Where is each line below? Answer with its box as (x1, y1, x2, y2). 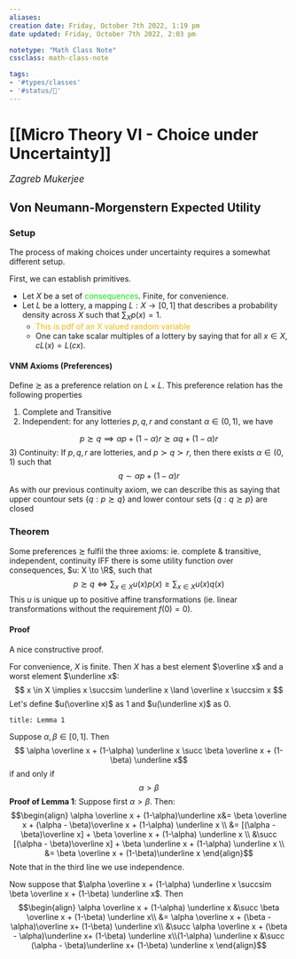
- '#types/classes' (9, 78, 82, 87)
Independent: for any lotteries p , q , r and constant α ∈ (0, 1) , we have (21, 416, 274, 427)
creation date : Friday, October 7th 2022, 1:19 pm (9, 21, 200, 30)
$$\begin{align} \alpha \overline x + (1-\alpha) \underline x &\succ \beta (18, 902, 280, 913)
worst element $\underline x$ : (9, 670, 120, 681)
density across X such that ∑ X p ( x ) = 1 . (21, 310, 162, 322)
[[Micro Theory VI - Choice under (9, 124, 259, 145)
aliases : (9, 12, 42, 22)
